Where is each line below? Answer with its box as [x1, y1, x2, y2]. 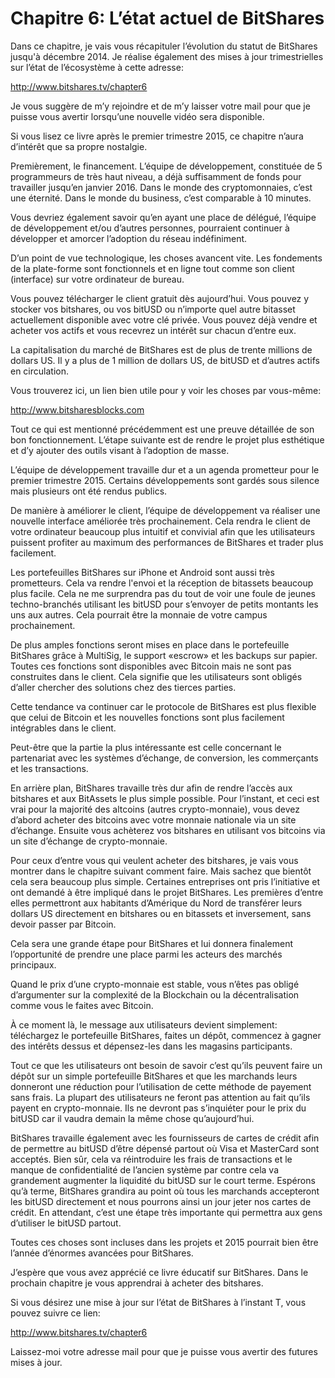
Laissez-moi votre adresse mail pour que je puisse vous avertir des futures [10, 1345, 318, 1357]
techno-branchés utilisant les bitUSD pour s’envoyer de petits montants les [10, 598, 319, 610]
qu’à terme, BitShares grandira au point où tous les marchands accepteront [10, 1185, 320, 1197]
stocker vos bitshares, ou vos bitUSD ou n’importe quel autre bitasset [10, 303, 296, 315]
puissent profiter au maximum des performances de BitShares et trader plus [10, 536, 324, 548]
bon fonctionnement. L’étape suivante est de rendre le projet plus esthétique [10, 433, 325, 446]
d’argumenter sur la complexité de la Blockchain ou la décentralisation [10, 988, 300, 1001]
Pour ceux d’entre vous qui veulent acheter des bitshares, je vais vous [10, 854, 299, 866]
